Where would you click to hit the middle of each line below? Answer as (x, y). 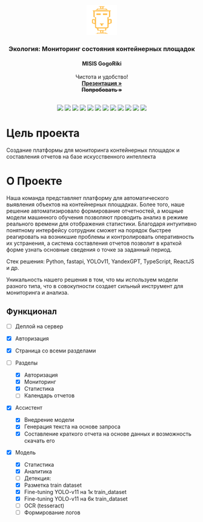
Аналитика (38, 471)
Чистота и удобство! (102, 77)
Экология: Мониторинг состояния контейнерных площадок (102, 49)
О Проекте (34, 181)
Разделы (26, 363)
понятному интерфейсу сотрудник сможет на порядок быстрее (89, 230)
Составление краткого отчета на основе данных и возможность (108, 434)
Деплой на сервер (39, 326)
